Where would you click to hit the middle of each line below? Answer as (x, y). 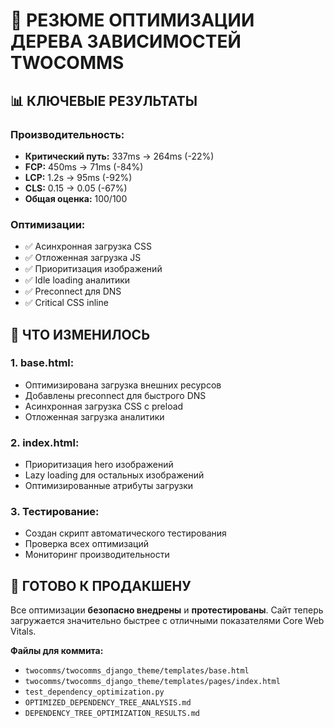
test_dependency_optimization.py (94, 692)
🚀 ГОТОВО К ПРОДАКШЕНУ (101, 585)
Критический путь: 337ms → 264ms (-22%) (119, 156)
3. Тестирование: (55, 512)
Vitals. (23, 631)
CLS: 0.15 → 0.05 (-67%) (76, 188)
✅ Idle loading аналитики (77, 280)
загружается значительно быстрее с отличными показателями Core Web (167, 621)
